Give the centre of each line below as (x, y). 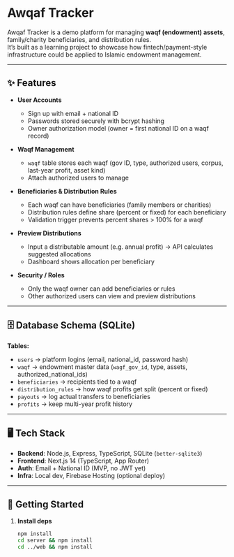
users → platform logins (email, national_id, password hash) (103, 359)
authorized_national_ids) (53, 374)
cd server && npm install (55, 541)
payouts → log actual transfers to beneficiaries (84, 396)
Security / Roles (41, 275)
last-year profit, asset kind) (67, 170)
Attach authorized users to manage (78, 178)
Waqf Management (46, 149)
